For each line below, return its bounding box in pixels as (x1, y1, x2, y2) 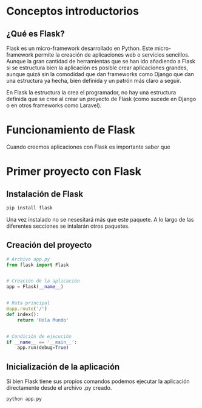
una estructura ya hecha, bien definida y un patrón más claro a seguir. (6, 77, 181, 84)
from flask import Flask (6, 262, 69, 268)
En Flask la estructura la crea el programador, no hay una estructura (6, 89, 177, 96)
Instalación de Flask (6, 189, 84, 199)
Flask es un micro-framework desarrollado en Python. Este (6, 44, 153, 52)
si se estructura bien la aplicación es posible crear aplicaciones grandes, (6, 64, 189, 71)
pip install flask (6, 205, 53, 211)
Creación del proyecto (6, 240, 92, 250)
